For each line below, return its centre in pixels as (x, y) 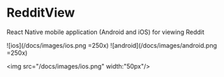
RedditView (41, 13)
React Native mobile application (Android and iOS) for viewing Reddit (105, 32)
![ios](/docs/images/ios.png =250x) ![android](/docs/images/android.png (112, 45)
